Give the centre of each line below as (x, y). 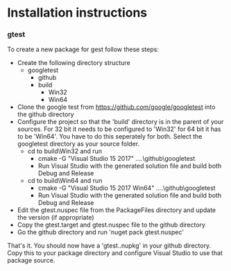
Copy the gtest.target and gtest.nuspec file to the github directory (111, 225)
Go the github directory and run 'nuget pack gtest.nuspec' (100, 232)
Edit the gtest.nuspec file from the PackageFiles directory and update (117, 210)
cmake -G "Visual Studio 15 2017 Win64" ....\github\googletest (127, 188)
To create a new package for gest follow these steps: (83, 49)
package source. (31, 261)
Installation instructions (77, 13)
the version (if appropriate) (56, 218)
